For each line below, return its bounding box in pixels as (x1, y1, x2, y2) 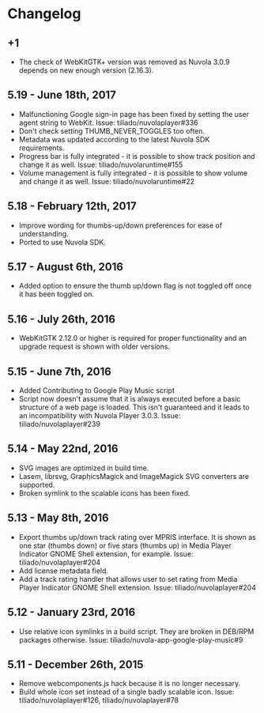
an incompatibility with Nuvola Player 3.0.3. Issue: (18, 411, 181, 421)
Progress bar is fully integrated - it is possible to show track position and (18, 151, 255, 160)
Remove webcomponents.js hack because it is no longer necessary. (18, 679, 241, 688)
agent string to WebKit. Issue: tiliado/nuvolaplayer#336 (18, 118, 198, 127)
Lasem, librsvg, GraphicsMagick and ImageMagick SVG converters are (18, 471, 250, 481)
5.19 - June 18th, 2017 (7, 89, 116, 102)
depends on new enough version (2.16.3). (18, 66, 154, 75)
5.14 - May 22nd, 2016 (7, 442, 119, 455)
